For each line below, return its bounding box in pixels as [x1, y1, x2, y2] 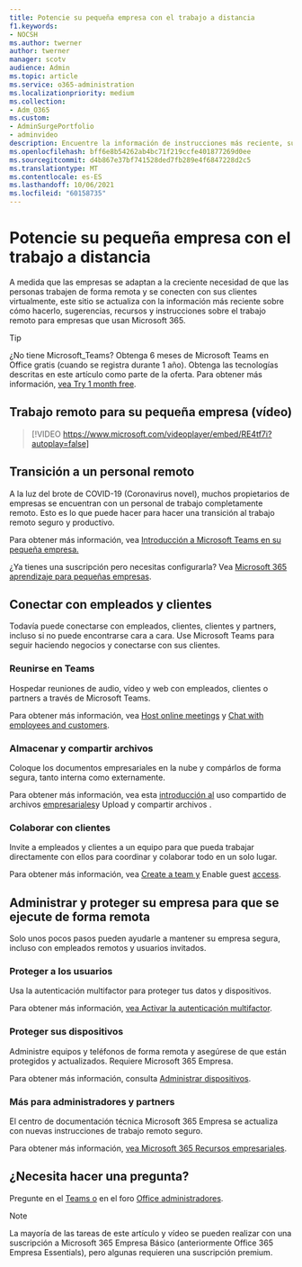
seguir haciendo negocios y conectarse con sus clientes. [9, 640, 221, 651]
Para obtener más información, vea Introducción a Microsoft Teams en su [9, 534, 281, 545]
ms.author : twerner [9, 38, 83, 48]
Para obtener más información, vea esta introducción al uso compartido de [9, 789, 287, 800]
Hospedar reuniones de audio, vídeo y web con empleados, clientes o [9, 683, 269, 693]
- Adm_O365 [9, 105, 50, 114]
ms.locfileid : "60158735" [9, 189, 106, 198]
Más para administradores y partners [9, 1095, 175, 1108]
